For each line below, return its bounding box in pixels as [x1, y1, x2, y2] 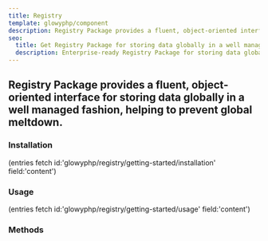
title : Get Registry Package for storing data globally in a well [15, 41, 241, 49]
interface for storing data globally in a [53, 91, 245, 105]
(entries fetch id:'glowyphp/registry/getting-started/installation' [8, 157, 216, 168]
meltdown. [8, 116, 63, 129]
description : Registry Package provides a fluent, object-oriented [8, 26, 238, 34]
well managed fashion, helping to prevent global [8, 103, 253, 117]
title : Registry [8, 11, 62, 20]
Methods [8, 224, 44, 235]
